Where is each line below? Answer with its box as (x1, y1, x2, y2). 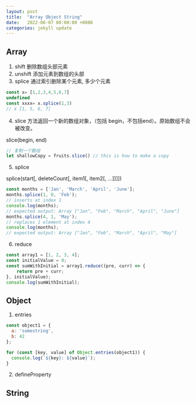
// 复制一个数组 (6, 147, 40, 153)
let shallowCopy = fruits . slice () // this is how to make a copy (6, 153, 169, 159)
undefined (6, 95, 31, 100)
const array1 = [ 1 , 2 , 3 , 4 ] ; (6, 252, 80, 258)
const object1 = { (6, 322, 51, 329)
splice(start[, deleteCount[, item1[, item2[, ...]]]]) (6, 175, 122, 182)
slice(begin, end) (6, 136, 47, 143)
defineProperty (14, 371, 52, 378)
